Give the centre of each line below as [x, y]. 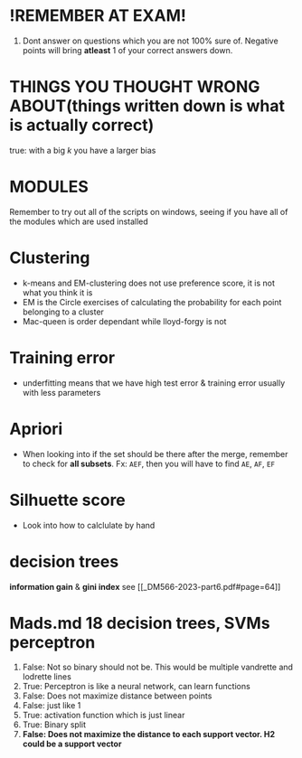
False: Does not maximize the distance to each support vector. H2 [149, 735]
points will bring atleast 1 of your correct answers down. [127, 50]
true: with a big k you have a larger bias [83, 150]
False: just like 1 [52, 706]
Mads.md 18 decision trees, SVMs [140, 623]
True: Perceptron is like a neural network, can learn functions [136, 687]
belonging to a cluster [63, 312]
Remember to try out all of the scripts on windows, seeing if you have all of [149, 211]
